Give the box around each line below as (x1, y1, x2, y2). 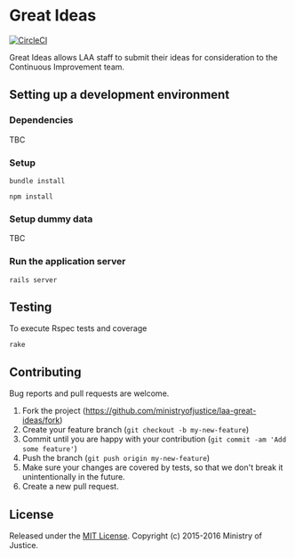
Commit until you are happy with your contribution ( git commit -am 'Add (21, 433, 287, 445)
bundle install (9, 176, 66, 185)
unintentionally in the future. (21, 472, 126, 482)
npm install (9, 192, 53, 201)
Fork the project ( (21, 406, 86, 416)
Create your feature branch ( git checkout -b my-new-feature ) (21, 425, 250, 435)
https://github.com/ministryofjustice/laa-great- (85, 406, 257, 416)
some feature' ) (21, 443, 77, 454)
